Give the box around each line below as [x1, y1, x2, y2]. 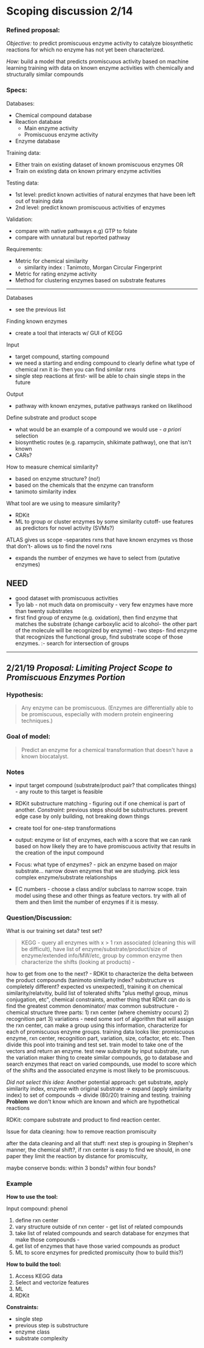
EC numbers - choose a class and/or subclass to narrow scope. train [15, 885, 187, 893]
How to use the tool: [6, 1193, 58, 1201]
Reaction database [15, 118, 63, 125]
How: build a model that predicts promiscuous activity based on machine [6, 58, 189, 65]
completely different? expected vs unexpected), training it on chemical [6, 983, 183, 991]
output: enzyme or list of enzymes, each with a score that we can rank [15, 836, 192, 843]
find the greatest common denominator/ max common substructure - [6, 1003, 179, 1010]
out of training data [15, 197, 64, 205]
